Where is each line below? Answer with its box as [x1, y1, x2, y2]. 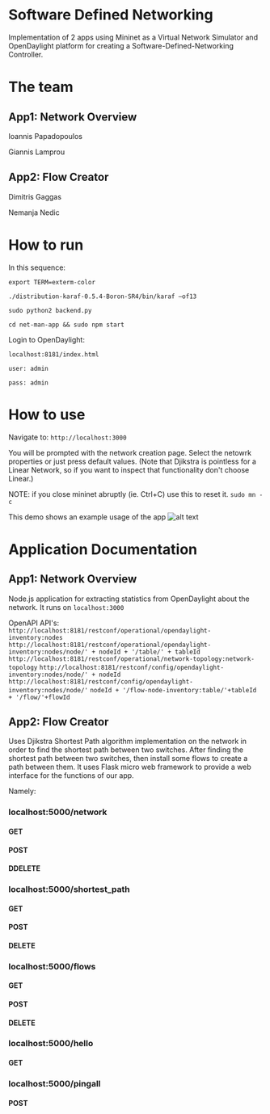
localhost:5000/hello [8, 1038, 94, 1049]
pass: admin [8, 378, 49, 387]
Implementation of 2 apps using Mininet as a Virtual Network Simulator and [8, 32, 259, 42]
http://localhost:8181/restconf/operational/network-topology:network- [8, 654, 255, 663]
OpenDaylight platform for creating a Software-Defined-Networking [8, 40, 234, 50]
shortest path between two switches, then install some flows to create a [8, 754, 248, 763]
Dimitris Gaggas [8, 191, 62, 201]
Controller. [8, 49, 44, 59]
